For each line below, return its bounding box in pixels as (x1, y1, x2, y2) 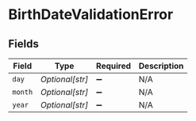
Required (96, 61, 132, 71)
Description (138, 61, 184, 71)
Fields (8, 37, 40, 51)
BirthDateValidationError (8, 6, 174, 24)
